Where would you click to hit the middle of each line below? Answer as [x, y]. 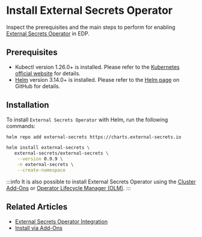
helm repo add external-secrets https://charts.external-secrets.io [94, 137]
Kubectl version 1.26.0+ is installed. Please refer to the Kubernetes [97, 67]
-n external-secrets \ [45, 165]
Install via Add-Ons [39, 228]
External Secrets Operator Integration [61, 221]
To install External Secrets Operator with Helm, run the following [87, 119]
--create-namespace [41, 170]
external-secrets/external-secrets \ [62, 153]
